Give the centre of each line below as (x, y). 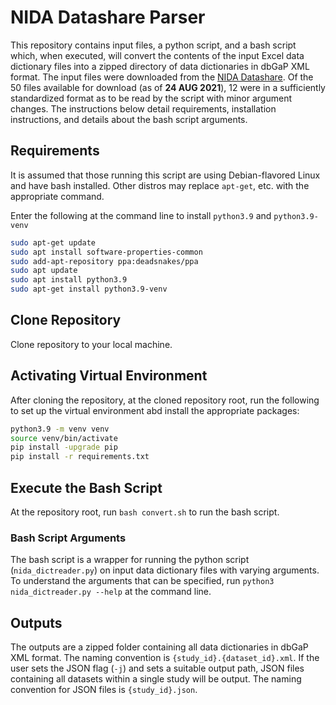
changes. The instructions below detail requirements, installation (143, 108)
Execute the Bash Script (86, 487)
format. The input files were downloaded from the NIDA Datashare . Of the (162, 77)
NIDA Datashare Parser (108, 17)
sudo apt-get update (53, 242)
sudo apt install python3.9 (69, 280)
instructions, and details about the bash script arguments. (129, 119)
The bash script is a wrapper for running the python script (130, 560)
